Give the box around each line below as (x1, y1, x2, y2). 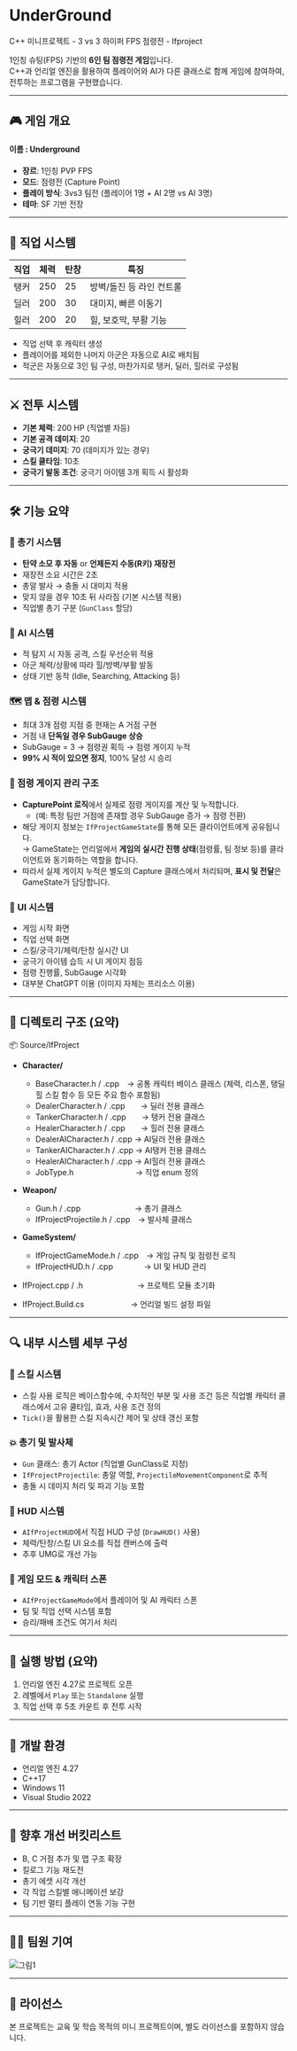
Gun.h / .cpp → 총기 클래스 (34, 1203, 183, 1213)
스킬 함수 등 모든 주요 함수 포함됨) (44, 1089, 161, 1100)
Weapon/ (21, 1184, 57, 1195)
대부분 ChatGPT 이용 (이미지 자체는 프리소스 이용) (21, 979, 195, 989)
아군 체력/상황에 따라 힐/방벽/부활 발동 (21, 659, 154, 670)
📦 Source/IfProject (9, 1039, 80, 1050)
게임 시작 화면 (21, 923, 70, 933)
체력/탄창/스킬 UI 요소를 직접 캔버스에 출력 (21, 1538, 168, 1548)
